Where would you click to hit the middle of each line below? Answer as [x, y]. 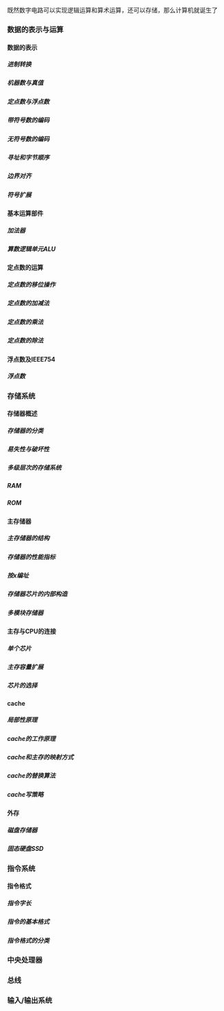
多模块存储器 [25, 612]
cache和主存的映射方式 [41, 757]
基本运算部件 [25, 213]
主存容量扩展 [25, 667]
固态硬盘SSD [25, 849]
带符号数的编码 [28, 120]
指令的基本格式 [28, 922]
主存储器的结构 [28, 538]
